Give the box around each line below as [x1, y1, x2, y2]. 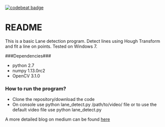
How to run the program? [5, 85, 67, 92]
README [5, 22, 42, 33]
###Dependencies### [5, 53, 51, 59]
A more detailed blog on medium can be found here [5, 116, 110, 123]
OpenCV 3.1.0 [12, 73, 41, 79]
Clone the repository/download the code [12, 96, 95, 102]
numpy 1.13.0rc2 [12, 67, 45, 73]
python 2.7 [12, 62, 35, 68]
